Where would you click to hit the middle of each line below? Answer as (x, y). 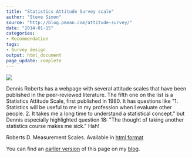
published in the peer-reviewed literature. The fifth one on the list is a (90, 95)
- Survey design (26, 50)
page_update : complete (34, 60)
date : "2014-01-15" (30, 28)
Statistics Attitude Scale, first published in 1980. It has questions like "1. (92, 101)
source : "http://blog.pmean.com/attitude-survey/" (69, 22)
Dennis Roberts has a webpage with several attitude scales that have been (96, 88)
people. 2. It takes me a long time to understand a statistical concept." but (95, 113)
